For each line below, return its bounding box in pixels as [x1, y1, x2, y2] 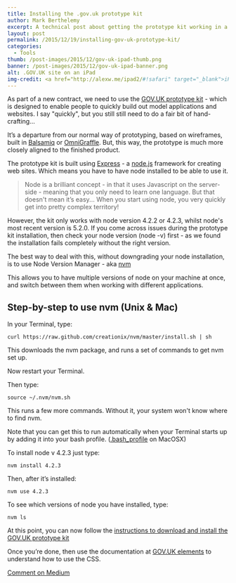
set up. [7, 353, 27, 362]
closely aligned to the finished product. [7, 145, 121, 155]
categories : [7, 43, 42, 50]
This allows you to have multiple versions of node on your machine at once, [7, 273, 226, 282]
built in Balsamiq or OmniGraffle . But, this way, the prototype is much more [7, 138, 223, 147]
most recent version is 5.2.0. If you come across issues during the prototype [7, 224, 228, 232]
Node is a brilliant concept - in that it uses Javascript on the [24, 181, 198, 189]
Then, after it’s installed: [7, 475, 77, 483]
